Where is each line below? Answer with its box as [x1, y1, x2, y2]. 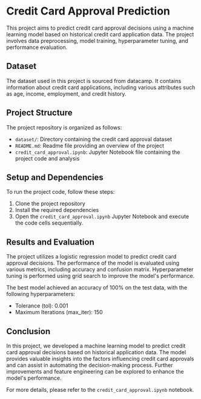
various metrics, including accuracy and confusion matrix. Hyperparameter [6, 266, 194, 273]
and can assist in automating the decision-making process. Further [6, 361, 173, 369]
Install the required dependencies [15, 206, 99, 214]
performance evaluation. [6, 44, 68, 51]
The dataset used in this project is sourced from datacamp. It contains [6, 77, 182, 84]
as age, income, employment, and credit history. [6, 90, 127, 97]
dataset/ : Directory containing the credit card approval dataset [15, 135, 173, 143]
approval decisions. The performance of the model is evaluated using [6, 259, 180, 267]
